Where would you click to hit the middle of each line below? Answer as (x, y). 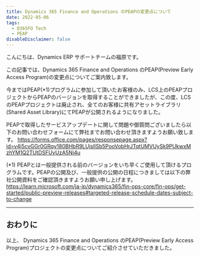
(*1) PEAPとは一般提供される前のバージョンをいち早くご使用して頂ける (94, 165)
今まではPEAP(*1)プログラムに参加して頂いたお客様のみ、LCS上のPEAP (94, 90)
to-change (19, 199)
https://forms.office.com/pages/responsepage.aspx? (82, 140)
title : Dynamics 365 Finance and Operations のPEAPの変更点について (89, 12)
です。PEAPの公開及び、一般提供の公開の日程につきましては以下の (104, 172)
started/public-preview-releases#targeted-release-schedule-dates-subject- (100, 193)
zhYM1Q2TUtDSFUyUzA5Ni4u (43, 153)
